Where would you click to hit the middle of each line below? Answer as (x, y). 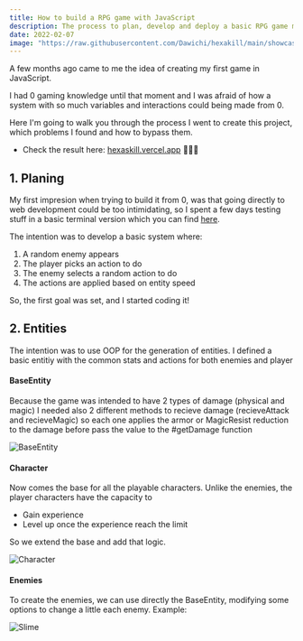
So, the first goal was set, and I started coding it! (100, 301)
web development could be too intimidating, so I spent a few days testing (145, 209)
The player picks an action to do (82, 264)
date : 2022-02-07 (42, 34)
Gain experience (53, 515)
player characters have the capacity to (81, 497)
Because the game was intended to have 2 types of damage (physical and (147, 401)
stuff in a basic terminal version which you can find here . (115, 219)
